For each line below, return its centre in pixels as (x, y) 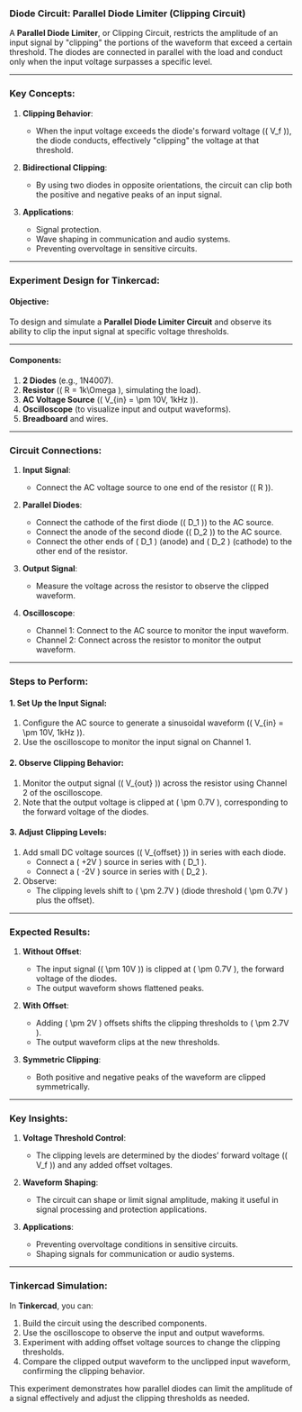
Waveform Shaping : (60, 1182)
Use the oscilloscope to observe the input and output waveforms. (143, 1333)
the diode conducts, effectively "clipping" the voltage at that (147, 140)
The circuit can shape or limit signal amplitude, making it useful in (157, 1200)
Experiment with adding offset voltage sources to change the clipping (151, 1342)
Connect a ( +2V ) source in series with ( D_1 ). (121, 861)
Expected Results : (50, 932)
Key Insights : (39, 1118)
